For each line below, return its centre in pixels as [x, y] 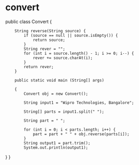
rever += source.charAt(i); [63, 58]
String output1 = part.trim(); [57, 143]
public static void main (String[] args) [59, 80]
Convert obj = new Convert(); [56, 94]
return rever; [39, 67]
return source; [49, 40]
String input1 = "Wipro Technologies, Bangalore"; [79, 102]
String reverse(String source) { [50, 31]
